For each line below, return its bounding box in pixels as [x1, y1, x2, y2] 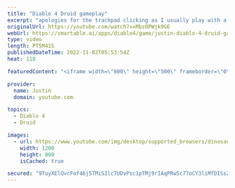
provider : [7, 81, 36, 88]
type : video [7, 36, 42, 43]
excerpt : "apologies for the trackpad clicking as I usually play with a [7, 17, 227, 24]
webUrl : [7, 29, 30, 37]
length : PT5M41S [7, 42, 55, 49]
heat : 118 [7, 56, 36, 63]
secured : [7, 170, 33, 178]
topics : [7, 106, 30, 113]
